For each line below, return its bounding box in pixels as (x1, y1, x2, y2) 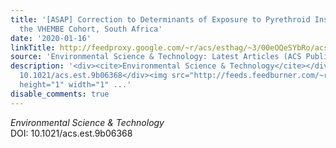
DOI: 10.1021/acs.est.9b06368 (10, 127, 133, 139)
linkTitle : (10, 42, 56, 53)
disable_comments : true (10, 89, 110, 99)
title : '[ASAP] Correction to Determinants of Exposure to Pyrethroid (10, 14, 311, 25)
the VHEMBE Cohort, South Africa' (19, 24, 163, 34)
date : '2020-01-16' (10, 33, 92, 43)
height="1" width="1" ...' (19, 80, 132, 90)
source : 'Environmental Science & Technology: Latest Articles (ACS (10, 52, 302, 62)
